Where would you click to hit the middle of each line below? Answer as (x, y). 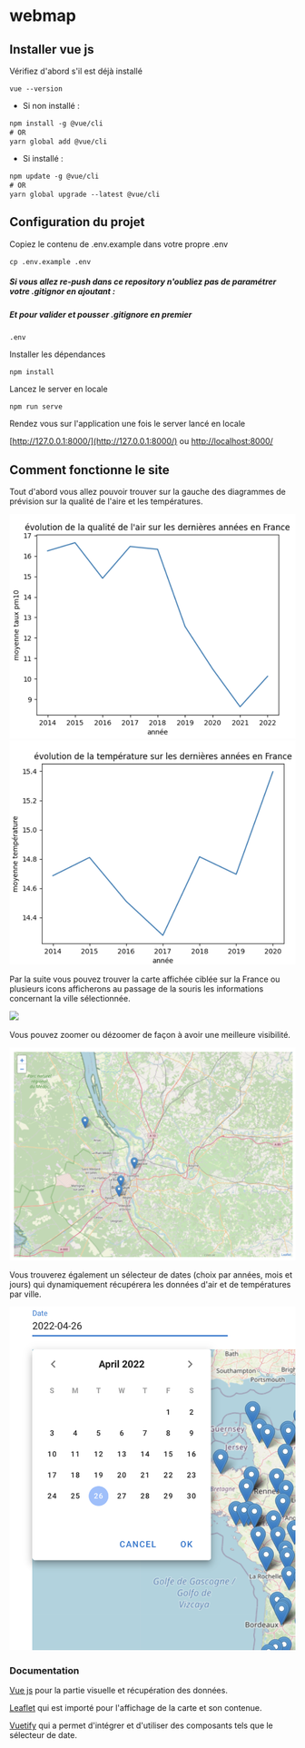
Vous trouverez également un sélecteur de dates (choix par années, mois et (151, 1275)
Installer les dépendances (58, 354)
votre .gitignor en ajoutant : (63, 291)
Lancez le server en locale (59, 389)
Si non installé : (51, 106)
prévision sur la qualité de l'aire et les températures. (106, 501)
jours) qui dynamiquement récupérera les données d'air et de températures (150, 1285)
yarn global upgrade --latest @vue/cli (85, 194)
